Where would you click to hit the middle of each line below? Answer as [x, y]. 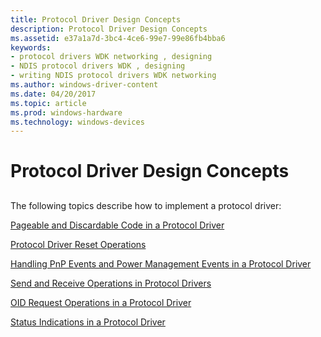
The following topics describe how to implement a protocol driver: [146, 205]
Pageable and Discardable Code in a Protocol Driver [117, 225]
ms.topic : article [48, 103]
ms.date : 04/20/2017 [53, 94]
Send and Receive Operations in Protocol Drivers [111, 283]
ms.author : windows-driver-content [84, 85]
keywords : [31, 47]
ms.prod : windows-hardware [66, 112]
